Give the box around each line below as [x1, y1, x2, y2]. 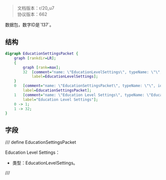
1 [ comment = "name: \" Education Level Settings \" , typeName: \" [14, 92, 152, 97]
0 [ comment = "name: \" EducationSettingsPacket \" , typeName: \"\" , [14, 84, 156, 89]
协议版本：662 [17, 11, 47, 17]
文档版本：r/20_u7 [17, 5, 54, 11]
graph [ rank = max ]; [23, 65, 61, 70]
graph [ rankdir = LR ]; [14, 55, 56, 61]
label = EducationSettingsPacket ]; [23, 88, 92, 93]
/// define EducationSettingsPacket [5, 139, 77, 145]
